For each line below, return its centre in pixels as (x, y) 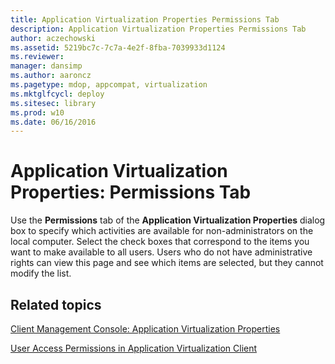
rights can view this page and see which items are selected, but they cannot (167, 263)
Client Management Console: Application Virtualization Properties (145, 329)
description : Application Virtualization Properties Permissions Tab (158, 29)
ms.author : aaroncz (51, 76)
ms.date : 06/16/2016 (53, 122)
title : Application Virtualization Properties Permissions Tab (145, 19)
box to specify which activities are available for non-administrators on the (162, 231)
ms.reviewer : (37, 57)
